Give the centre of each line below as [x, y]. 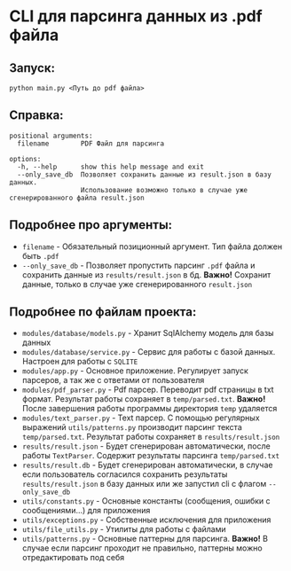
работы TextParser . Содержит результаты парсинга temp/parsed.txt [151, 456]
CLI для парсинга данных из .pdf [136, 16]
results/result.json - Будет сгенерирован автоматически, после [146, 446]
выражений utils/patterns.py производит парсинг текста [132, 427]
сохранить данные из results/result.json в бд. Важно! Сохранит [146, 274]
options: [25, 159]
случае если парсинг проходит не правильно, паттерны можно [142, 548]
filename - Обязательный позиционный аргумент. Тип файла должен [152, 246]
